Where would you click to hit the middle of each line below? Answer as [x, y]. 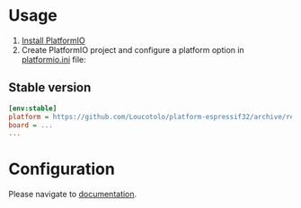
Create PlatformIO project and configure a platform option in [133, 49]
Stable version [50, 87]
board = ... [31, 125]
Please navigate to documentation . [73, 195]
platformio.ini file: [53, 59]
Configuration [62, 169]
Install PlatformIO [53, 40]
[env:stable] [33, 108]
